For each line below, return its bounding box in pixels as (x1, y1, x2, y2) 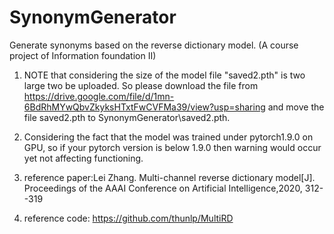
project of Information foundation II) (9, 49, 157, 61)
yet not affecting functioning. (23, 152, 144, 164)
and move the (267, 101, 325, 113)
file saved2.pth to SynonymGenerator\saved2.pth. (23, 111, 231, 123)
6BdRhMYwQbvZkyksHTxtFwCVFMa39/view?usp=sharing (23, 101, 266, 113)
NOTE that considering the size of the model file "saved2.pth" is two (23, 69, 306, 81)
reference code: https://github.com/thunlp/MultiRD (23, 212, 234, 224)
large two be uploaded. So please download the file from (23, 79, 259, 91)
